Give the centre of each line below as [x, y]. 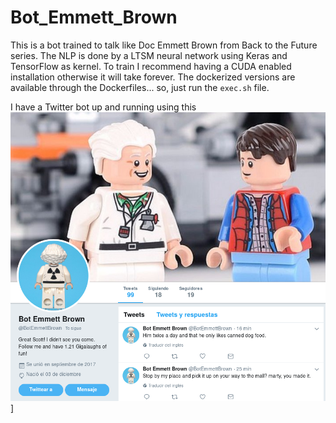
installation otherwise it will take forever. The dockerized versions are [153, 77]
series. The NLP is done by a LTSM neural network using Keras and [149, 55]
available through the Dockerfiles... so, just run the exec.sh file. [140, 87]
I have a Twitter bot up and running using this [103, 107]
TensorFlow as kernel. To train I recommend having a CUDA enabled [151, 66]
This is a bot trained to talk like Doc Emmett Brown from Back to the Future [164, 45]
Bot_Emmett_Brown [94, 17]
